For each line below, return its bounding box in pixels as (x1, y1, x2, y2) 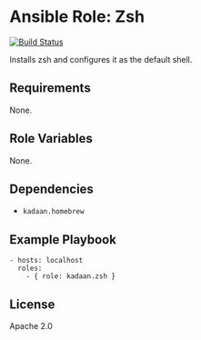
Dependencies (9, 181, 94, 196)
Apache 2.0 (9, 321, 53, 331)
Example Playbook (9, 232, 116, 247)
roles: (17, 264, 43, 274)
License (9, 296, 55, 312)
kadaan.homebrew (22, 207, 85, 216)
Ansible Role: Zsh (9, 6, 146, 27)
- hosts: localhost (9, 256, 84, 265)
